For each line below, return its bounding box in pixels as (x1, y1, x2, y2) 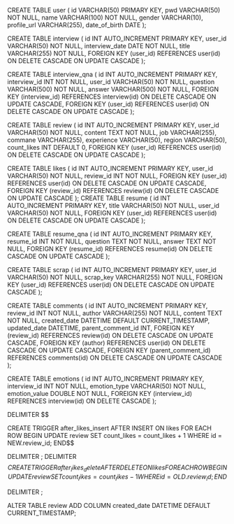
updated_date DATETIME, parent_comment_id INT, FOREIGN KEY (7, 324, 195, 332)
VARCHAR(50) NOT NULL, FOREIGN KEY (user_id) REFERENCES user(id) (7, 209, 217, 217)
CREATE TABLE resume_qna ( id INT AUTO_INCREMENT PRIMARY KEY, (7, 230, 213, 238)
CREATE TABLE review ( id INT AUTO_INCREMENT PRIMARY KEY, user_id (7, 121, 220, 129)
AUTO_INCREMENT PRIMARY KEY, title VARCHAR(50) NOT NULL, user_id (7, 201, 220, 209)
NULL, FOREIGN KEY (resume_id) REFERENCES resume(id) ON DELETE (7, 245, 213, 253)
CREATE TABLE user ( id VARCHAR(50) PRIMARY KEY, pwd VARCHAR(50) (7, 6, 221, 14)
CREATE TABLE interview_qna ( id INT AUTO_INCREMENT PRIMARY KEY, (7, 70, 218, 78)
